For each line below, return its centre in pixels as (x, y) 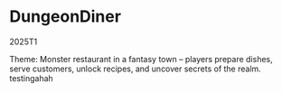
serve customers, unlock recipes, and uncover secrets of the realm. (136, 69)
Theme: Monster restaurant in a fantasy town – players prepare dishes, (141, 59)
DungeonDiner (66, 17)
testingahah (32, 78)
